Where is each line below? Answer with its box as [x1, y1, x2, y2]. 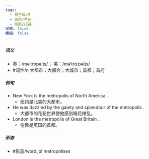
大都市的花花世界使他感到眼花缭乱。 [20, 110, 96, 116]
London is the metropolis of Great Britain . [12, 116, 100, 122]
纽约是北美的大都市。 [20, 98, 64, 104]
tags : [5, 7, 17, 13]
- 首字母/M [10, 12, 30, 17]
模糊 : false [5, 31, 29, 36]
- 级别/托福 [10, 21, 32, 27]
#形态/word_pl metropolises [12, 148, 70, 154]
